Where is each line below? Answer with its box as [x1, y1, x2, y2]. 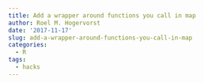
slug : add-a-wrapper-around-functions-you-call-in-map [8, 33, 193, 42]
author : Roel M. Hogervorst [8, 19, 101, 27]
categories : [8, 41, 47, 49]
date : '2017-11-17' [8, 26, 73, 34]
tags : [8, 56, 26, 64]
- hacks [15, 63, 41, 71]
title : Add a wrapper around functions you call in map [8, 11, 196, 20]
